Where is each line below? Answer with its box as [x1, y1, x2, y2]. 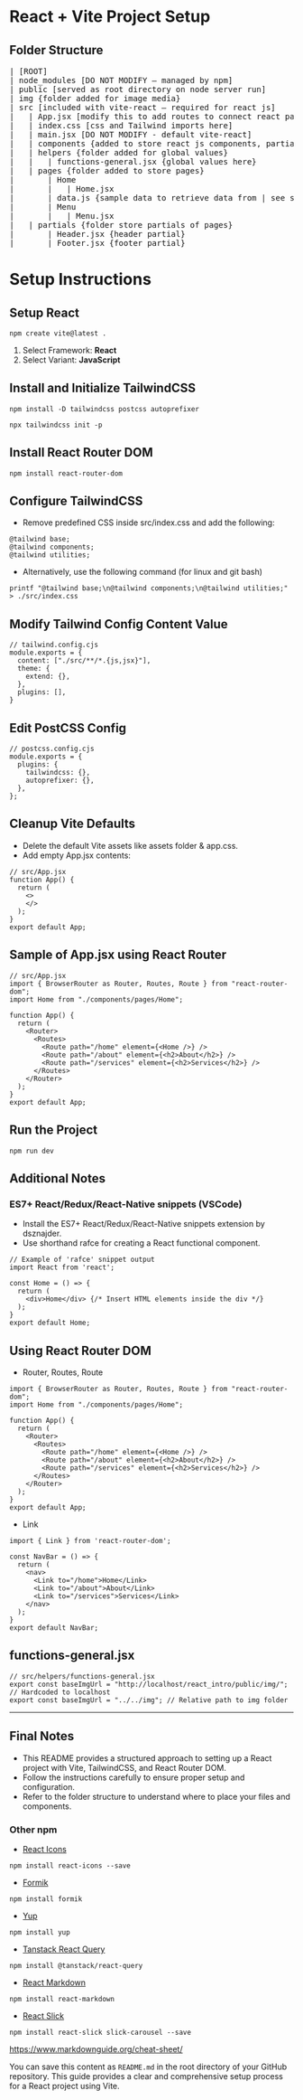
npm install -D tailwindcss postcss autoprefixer [9, 404, 200, 413]
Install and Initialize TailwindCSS [9, 381, 197, 396]
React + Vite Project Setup [9, 6, 211, 27]
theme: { [17, 664, 50, 673]
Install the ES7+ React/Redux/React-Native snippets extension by [22, 1219, 266, 1229]
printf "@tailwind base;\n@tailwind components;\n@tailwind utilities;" [9, 584, 289, 593]
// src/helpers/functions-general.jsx [9, 1672, 155, 1681]
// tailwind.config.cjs [9, 640, 99, 650]
